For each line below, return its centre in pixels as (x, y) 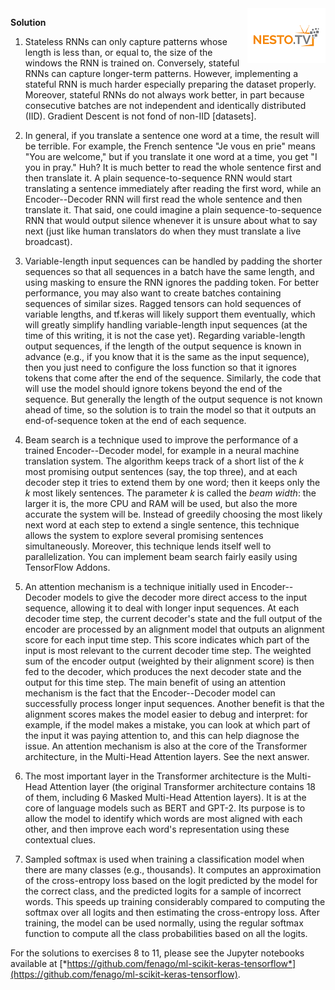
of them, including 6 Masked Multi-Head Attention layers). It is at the (165, 797)
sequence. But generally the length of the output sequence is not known (173, 399)
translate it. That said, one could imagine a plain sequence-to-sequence (173, 210)
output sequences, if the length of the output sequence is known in (163, 346)
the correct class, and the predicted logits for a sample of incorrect (163, 891)
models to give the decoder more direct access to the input (185, 597)
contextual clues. (60, 840)
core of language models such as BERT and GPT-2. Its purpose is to (165, 808)
